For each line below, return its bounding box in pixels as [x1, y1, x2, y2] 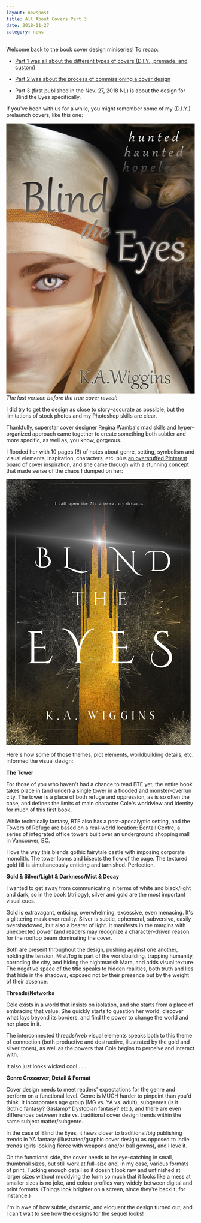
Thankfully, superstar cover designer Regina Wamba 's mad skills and [6, 424, 176, 431]
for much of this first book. [6, 806, 72, 813]
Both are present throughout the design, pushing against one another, [6, 946, 178, 954]
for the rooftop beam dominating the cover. [6, 934, 112, 942]
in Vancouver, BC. [6, 837, 50, 844]
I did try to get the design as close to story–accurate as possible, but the [6, 406, 184, 413]
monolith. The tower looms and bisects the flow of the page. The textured [6, 855, 188, 862]
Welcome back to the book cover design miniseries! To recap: [6, 46, 159, 53]
